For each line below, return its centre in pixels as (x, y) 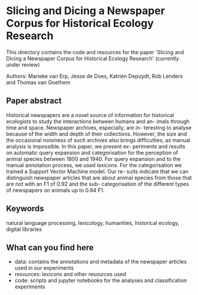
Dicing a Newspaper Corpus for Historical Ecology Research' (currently (93, 58)
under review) (23, 64)
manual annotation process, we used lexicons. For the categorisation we (94, 165)
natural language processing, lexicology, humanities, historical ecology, (93, 223)
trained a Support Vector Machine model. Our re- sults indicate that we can (97, 171)
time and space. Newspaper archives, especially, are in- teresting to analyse (99, 127)
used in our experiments (44, 268)
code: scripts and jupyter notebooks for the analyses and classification (101, 280)
